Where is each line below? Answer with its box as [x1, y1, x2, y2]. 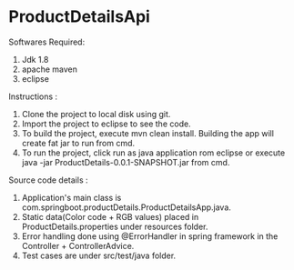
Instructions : [8, 91, 58, 102]
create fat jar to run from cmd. [21, 137, 136, 148]
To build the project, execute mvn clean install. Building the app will [21, 127, 275, 138]
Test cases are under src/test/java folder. [21, 250, 177, 261]
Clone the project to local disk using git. [21, 108, 171, 119]
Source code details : [8, 175, 88, 185]
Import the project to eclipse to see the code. [21, 118, 192, 129]
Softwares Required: [8, 36, 86, 47]
